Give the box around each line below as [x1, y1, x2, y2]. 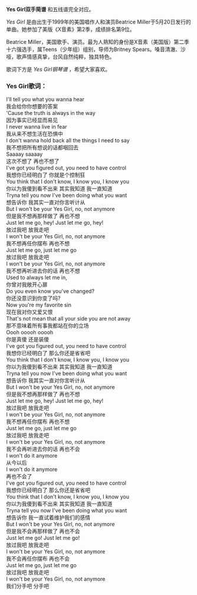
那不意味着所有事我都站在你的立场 [6, 322, 89, 330]
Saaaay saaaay [6, 151, 43, 158]
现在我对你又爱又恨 [6, 308, 53, 316]
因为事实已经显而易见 [6, 117, 58, 124]
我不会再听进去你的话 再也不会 [6, 446, 80, 453]
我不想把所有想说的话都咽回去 [6, 144, 78, 151]
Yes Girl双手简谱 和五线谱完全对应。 [6, 6, 94, 12]
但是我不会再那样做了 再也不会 [6, 527, 80, 535]
